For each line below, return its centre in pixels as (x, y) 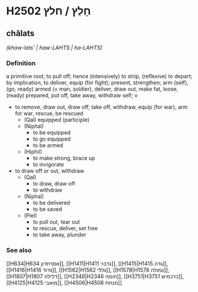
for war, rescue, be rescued (49, 114)
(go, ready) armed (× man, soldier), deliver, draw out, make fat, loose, (92, 89)
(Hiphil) (33, 152)
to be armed (48, 145)
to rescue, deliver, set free (65, 228)
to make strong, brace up (64, 158)
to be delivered (51, 203)
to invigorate (48, 165)
